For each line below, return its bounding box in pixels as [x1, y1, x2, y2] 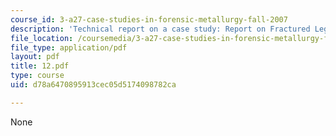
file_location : [10, 33, 74, 43]
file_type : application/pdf [10, 42, 128, 53]
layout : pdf [10, 52, 60, 62]
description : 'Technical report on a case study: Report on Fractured [10, 24, 311, 34]
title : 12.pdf [10, 61, 70, 71]
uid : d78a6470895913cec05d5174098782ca [10, 80, 177, 90]
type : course [10, 71, 65, 81]
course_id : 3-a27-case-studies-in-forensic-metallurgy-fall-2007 [10, 14, 288, 25]
